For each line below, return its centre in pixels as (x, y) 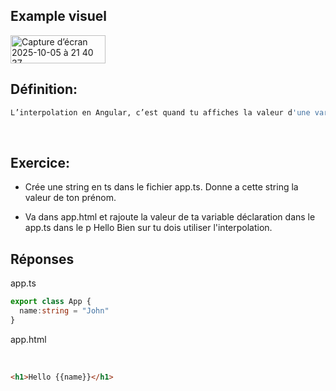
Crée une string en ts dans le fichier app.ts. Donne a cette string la (161, 187)
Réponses (42, 259)
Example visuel (58, 16)
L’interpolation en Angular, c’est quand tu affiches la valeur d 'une (160, 112)
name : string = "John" (64, 311)
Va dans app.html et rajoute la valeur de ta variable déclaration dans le (170, 217)
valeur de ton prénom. (70, 198)
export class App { (51, 302)
